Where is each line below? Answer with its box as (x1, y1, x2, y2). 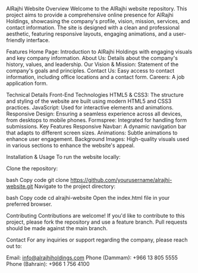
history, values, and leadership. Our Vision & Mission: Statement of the (6, 61, 179, 68)
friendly (6, 37, 26, 43)
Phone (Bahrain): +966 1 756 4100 (6, 261, 90, 267)
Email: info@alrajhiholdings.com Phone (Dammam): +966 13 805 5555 (6, 254, 178, 261)
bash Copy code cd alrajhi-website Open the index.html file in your (6, 194, 170, 201)
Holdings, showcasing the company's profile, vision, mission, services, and (6, 18, 190, 24)
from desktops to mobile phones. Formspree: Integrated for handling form (6, 117, 187, 124)
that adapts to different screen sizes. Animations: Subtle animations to (6, 129, 178, 136)
